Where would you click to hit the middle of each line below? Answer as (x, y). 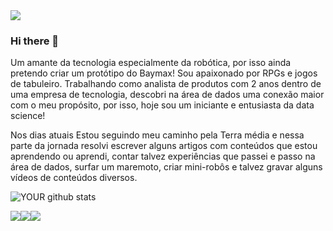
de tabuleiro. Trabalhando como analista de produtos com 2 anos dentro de (166, 84)
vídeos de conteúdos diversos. (74, 178)
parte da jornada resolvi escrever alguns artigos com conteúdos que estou (164, 146)
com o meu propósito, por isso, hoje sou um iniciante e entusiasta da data (162, 105)
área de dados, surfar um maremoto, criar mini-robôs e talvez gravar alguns (166, 167)
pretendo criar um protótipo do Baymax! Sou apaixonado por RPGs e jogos (164, 73)
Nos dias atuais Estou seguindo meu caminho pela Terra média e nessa (157, 135)
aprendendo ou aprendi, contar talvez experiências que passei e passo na (163, 156)
